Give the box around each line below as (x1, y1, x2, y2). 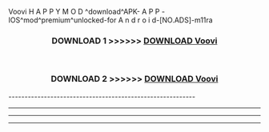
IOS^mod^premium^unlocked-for (8, 15, 117, 25)
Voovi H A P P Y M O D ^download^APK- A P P (8, 7, 160, 16)
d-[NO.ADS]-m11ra (151, 15, 214, 25)
